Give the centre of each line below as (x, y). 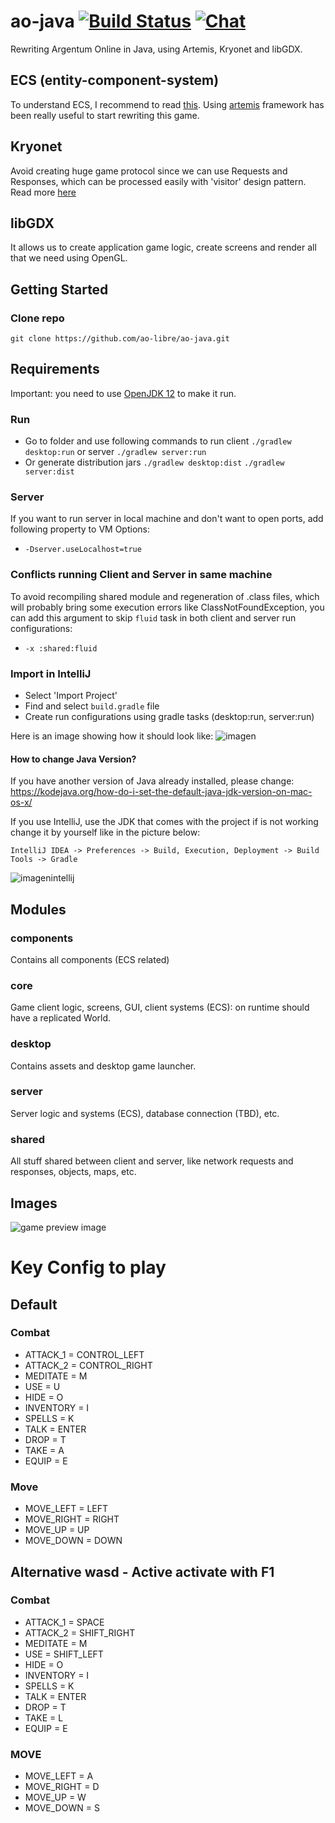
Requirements (55, 369)
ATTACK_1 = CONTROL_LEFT (84, 1354)
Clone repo (37, 318)
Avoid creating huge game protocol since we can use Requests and (149, 171)
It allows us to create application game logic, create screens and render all (163, 247)
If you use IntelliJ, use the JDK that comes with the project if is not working (164, 822)
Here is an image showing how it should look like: (112, 736)
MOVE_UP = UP (57, 1530)
